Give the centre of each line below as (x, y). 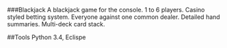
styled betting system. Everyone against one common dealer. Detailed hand (113, 17)
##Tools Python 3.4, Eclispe (46, 37)
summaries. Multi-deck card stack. (56, 24)
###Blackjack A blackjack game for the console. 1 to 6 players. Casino (106, 10)
